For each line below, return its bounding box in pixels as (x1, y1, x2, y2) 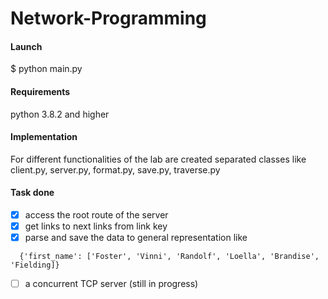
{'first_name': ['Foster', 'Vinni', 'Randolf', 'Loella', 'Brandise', (19, 252, 320, 262)
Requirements (10, 85, 71, 97)
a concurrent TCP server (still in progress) (24, 278, 199, 290)
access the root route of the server (24, 209, 169, 221)
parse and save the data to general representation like (24, 232, 248, 244)
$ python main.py (10, 63, 83, 75)
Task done (10, 187, 55, 199)
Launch (10, 40, 43, 52)
